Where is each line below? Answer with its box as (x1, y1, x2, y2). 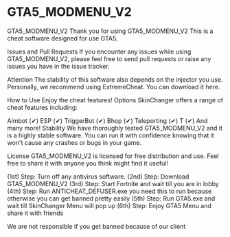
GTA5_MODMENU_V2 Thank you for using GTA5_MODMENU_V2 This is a (7, 27, 214, 35)
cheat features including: (7, 103, 78, 111)
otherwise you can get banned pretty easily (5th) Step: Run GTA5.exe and (7, 194, 216, 203)
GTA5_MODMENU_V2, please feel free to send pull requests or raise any (7, 54, 211, 63)
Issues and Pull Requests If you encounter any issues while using (7, 47, 192, 56)
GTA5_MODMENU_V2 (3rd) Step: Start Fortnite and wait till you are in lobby (7, 179, 220, 188)
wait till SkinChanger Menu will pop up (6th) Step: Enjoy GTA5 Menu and (7, 201, 211, 210)
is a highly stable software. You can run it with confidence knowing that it (7, 131, 214, 139)
